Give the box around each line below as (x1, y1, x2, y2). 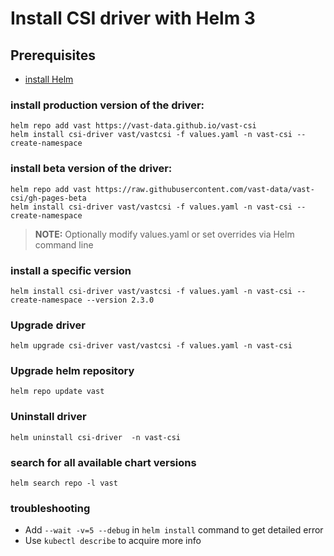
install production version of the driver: (10, 98, 205, 112)
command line (34, 238, 94, 251)
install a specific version (10, 263, 132, 277)
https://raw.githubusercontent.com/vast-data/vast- (95, 184, 315, 194)
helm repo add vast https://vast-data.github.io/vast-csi (10, 121, 257, 131)
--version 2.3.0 (86, 295, 155, 305)
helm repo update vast (10, 387, 105, 397)
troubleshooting (10, 502, 91, 515)
